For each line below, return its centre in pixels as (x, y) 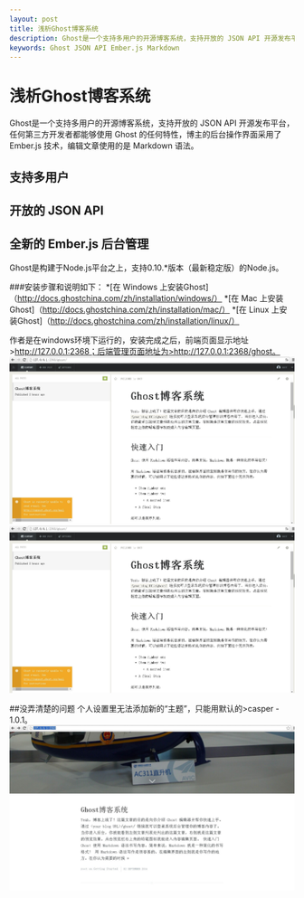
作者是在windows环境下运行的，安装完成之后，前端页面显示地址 (129, 340)
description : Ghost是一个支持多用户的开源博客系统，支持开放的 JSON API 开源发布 (150, 38)
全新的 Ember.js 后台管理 (79, 244)
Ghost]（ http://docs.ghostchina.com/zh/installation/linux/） (128, 320)
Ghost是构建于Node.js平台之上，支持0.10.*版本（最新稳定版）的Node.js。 (147, 268)
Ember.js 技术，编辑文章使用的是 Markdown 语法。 (104, 146)
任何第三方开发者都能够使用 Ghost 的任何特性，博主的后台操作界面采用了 (146, 135)
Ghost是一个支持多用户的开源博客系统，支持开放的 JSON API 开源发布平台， (152, 123)
